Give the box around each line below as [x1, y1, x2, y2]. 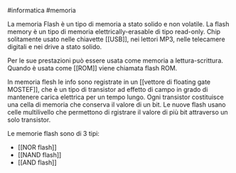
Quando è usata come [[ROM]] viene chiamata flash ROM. [7, 64, 178, 72]
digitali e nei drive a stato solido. [7, 43, 102, 51]
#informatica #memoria [7, 6, 76, 14]
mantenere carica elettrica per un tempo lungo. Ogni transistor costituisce [7, 93, 224, 101]
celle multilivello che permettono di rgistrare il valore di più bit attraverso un [7, 108, 229, 116]
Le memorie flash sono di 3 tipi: [7, 130, 100, 137]
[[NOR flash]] [17, 143, 57, 152]
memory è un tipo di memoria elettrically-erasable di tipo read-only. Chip [7, 28, 221, 36]
